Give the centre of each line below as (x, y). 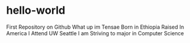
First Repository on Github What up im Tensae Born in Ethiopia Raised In (95, 27)
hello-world (36, 10)
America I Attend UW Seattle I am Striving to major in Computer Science (95, 33)
